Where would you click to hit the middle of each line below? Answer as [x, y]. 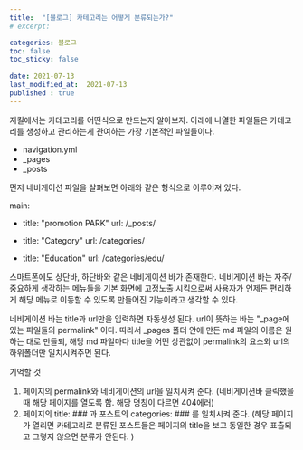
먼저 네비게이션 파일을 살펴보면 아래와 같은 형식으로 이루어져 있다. [125, 187]
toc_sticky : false [44, 60]
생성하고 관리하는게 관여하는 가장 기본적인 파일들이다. [120, 131]
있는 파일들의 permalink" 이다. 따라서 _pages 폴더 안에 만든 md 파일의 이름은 [146, 330]
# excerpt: [30, 26]
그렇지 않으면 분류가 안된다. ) [83, 436]
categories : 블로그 [43, 43]
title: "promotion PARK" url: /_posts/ [89, 223]
